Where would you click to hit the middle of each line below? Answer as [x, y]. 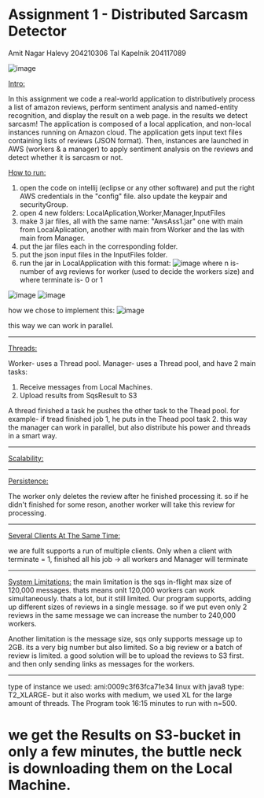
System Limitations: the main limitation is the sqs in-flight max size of [120, 582]
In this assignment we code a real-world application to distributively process [132, 98]
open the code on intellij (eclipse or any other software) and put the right [137, 187]
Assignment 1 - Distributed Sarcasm [128, 15]
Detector [37, 31]
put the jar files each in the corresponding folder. [99, 246]
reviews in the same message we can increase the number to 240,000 [122, 615]
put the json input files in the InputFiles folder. [93, 254]
